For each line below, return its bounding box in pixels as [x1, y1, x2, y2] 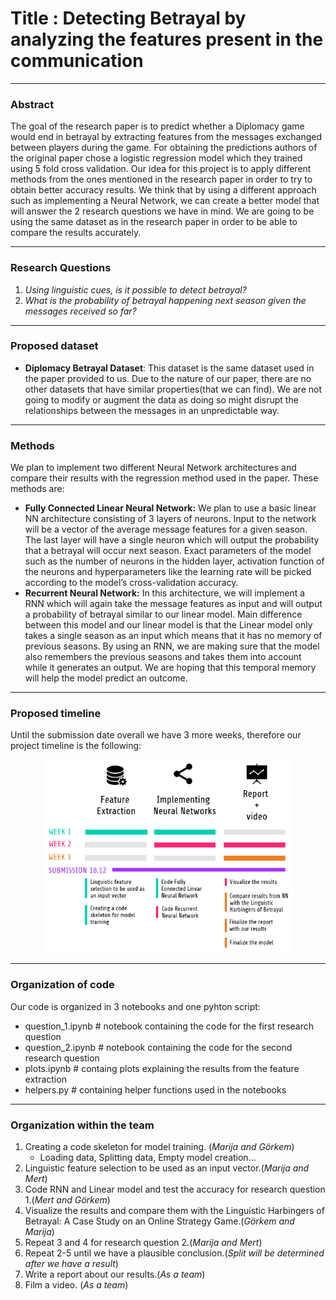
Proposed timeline [10, 707, 102, 721]
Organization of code [10, 978, 115, 992]
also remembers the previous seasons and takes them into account [24, 651, 302, 663]
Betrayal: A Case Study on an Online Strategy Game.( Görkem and [24, 1215, 295, 1227]
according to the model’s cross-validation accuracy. [24, 577, 239, 589]
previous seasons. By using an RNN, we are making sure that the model [24, 640, 320, 652]
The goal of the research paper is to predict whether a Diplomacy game [10, 120, 305, 132]
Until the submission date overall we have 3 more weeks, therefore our [10, 729, 302, 741]
